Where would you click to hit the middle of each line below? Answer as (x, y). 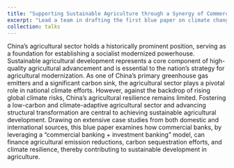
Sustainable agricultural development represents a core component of (108, 61)
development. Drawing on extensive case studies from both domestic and (113, 120)
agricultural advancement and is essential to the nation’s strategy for (126, 68)
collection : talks (34, 26)
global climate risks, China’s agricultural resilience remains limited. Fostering (117, 98)
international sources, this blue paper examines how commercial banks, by (115, 127)
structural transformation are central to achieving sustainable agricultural (112, 112)
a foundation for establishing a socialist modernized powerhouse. (101, 53)
